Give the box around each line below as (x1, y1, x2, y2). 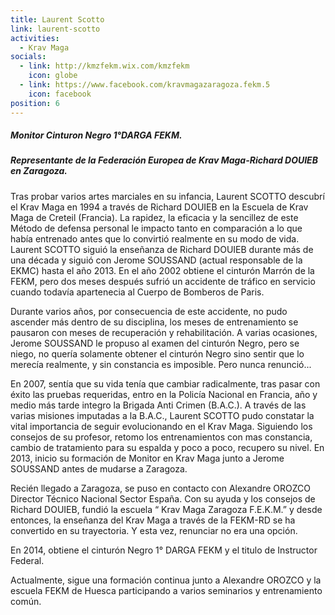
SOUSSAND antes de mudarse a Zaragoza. (10, 462, 188, 475)
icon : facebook (28, 89, 92, 99)
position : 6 (10, 98, 60, 108)
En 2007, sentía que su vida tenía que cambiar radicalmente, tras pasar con (10, 377, 321, 390)
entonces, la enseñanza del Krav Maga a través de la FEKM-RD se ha (10, 514, 296, 526)
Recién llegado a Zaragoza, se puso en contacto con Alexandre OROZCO (10, 482, 312, 494)
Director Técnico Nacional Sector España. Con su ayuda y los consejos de (10, 492, 316, 505)
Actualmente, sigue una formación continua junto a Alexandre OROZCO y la (10, 574, 322, 586)
